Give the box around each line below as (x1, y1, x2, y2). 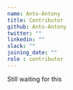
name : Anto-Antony (7, 10, 60, 17)
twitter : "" (7, 29, 42, 37)
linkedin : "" (7, 36, 45, 43)
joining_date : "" (7, 50, 58, 57)
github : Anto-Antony (7, 23, 67, 30)
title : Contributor (7, 17, 64, 24)
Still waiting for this (7, 75, 63, 83)
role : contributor (7, 56, 64, 63)
